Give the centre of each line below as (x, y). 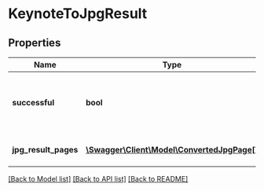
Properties (35, 43)
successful (33, 103)
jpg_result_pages (45, 150)
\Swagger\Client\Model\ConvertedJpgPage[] (172, 150)
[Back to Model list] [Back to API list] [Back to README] (98, 179)
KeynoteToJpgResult (78, 14)
